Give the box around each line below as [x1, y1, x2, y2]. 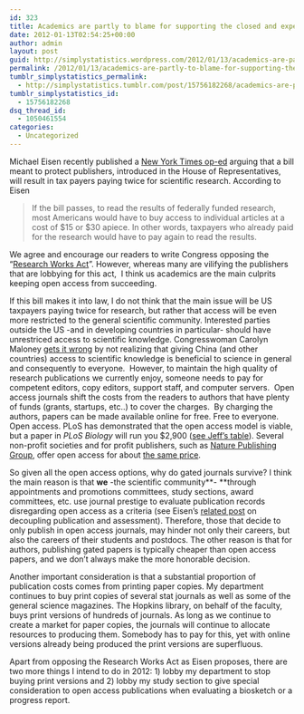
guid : [9, 55, 30, 64]
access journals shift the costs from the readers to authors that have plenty [9, 391, 290, 402]
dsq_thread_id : [9, 106, 67, 115]
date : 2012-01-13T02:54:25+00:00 [9, 30, 136, 39]
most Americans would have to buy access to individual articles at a [31, 212, 285, 223]
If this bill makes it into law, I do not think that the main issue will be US [9, 295, 273, 306]
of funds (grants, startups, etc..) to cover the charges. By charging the [9, 400, 273, 412]
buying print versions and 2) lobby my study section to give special [9, 675, 260, 686]
